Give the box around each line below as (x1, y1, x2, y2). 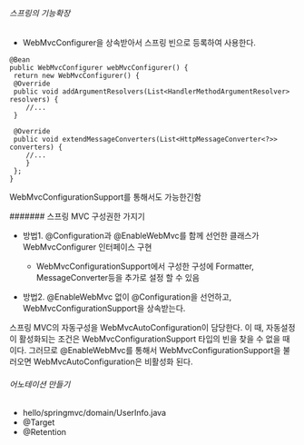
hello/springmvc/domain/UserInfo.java (22, 408, 166, 419)
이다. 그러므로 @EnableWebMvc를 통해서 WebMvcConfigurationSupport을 (9, 345, 281, 356)
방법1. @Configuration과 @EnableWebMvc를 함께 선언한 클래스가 (22, 231, 260, 242)
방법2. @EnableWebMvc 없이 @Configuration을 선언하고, (22, 292, 232, 302)
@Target (22, 417, 55, 428)
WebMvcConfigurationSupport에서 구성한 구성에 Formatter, (35, 261, 254, 272)
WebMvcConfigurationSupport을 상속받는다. (22, 303, 186, 314)
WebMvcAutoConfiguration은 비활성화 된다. (33, 356, 193, 367)
